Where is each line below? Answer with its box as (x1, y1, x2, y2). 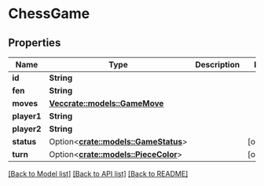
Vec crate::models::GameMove (49, 98, 164, 108)
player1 (12, 111, 42, 122)
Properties (8, 36, 61, 49)
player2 (12, 123, 42, 134)
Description (195, 60, 240, 70)
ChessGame (8, 5, 90, 23)
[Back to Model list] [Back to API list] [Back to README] (8, 170, 189, 178)
